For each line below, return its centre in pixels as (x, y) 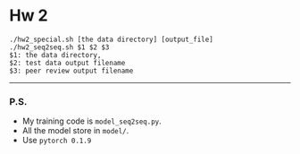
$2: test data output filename (67, 63)
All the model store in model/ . (75, 131)
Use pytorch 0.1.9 (57, 141)
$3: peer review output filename (71, 71)
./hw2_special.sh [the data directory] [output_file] (112, 39)
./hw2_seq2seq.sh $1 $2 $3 (59, 47)
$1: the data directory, (55, 55)
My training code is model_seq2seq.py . (92, 121)
